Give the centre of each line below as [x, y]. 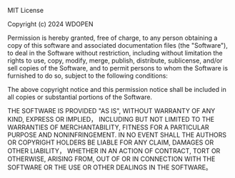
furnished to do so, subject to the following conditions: [87, 75]
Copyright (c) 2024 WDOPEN [50, 24]
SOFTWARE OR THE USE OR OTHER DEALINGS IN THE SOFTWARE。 [110, 167]
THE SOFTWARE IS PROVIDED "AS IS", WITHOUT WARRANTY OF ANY [111, 111]
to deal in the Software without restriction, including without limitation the [115, 53]
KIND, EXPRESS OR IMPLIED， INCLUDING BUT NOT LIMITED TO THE [111, 119]
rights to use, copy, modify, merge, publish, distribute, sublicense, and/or [115, 61]
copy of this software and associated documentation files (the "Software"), [118, 45]
